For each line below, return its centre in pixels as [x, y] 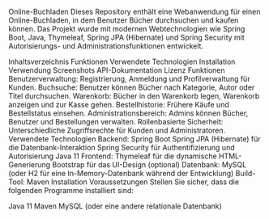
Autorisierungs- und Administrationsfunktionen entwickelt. [106, 46]
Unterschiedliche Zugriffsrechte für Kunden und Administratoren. [117, 130]
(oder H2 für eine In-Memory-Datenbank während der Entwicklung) [121, 173]
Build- [246, 173]
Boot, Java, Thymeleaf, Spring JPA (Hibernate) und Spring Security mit [126, 37]
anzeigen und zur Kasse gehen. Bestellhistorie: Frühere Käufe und [119, 105]
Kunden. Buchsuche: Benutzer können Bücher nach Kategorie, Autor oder [132, 87]
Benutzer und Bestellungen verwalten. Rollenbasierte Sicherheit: [116, 122]
